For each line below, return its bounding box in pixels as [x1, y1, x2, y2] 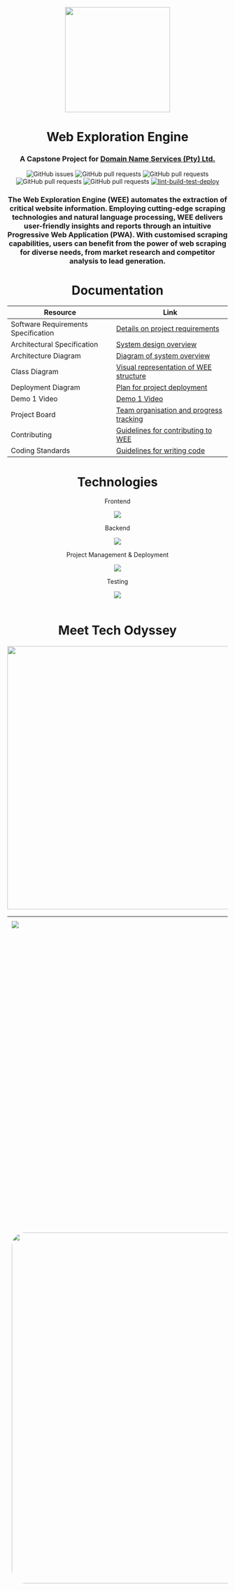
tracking [115, 414, 143, 424]
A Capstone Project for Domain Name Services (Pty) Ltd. [20, 154, 215, 164]
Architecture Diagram [10, 351, 82, 361]
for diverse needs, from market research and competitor [20, 248, 215, 258]
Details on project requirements [115, 324, 220, 333]
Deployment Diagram [10, 382, 80, 392]
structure [115, 371, 147, 381]
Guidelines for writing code [115, 446, 205, 455]
